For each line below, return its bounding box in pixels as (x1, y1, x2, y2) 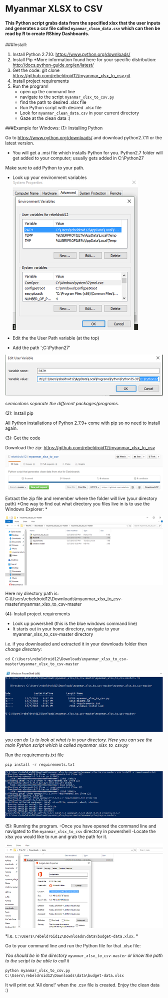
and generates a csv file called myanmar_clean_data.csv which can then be (5, 25, 160, 31)
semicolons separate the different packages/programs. (5, 400, 119, 406)
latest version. (5, 140, 34, 146)
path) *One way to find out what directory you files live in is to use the (5, 501, 150, 507)
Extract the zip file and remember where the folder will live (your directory (5, 495, 157, 502)
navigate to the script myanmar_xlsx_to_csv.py (19, 94, 114, 100)
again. (5, 425, 18, 431)
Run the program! (12, 83, 49, 89)
